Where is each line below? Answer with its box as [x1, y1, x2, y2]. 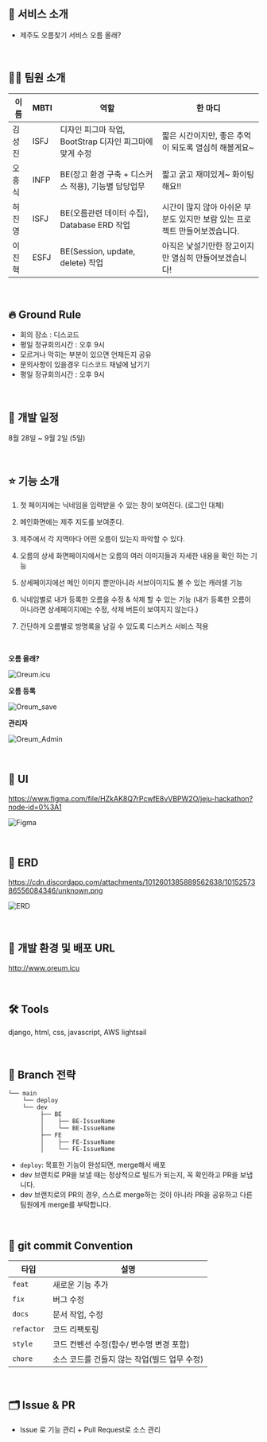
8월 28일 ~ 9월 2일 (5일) [8, 433, 86, 443]
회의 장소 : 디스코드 [19, 330, 79, 339]
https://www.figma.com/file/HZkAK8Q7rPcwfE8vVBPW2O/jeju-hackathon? [8, 793, 253, 803]
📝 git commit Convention [8, 1238, 133, 1252]
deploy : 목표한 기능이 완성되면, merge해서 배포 [19, 1160, 167, 1170]
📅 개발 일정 [8, 410, 60, 424]
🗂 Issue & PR [8, 1398, 75, 1413]
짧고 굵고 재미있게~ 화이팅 [161, 169, 254, 180]
